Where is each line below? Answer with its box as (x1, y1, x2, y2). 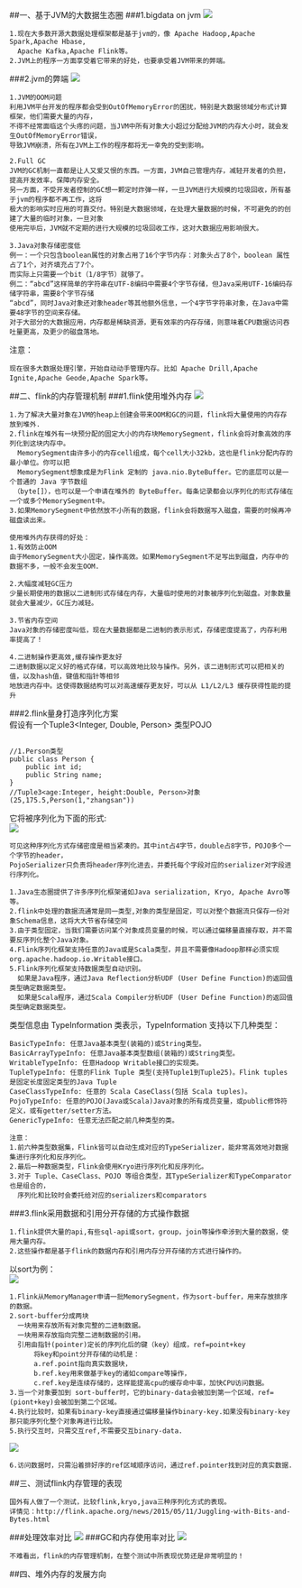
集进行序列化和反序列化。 (9, 1152, 90, 1161)
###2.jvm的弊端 (9, 73, 69, 84)
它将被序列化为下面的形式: (9, 812, 107, 823)
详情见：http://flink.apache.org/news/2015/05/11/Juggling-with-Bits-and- (9, 1507, 291, 1516)
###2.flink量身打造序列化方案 (9, 708, 119, 719)
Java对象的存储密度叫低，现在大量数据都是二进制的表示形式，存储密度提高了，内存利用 (9, 626, 288, 635)
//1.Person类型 (9, 747, 64, 756)
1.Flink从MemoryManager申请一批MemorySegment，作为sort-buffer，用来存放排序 (9, 1292, 288, 1301)
